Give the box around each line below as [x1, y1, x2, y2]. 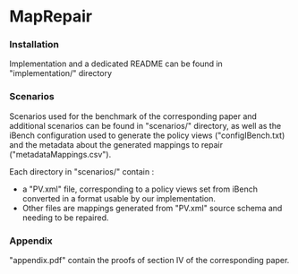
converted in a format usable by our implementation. [21, 193, 217, 203]
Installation [9, 39, 60, 51]
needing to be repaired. [21, 212, 109, 223]
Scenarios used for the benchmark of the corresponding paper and [9, 110, 258, 122]
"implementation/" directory [9, 68, 113, 79]
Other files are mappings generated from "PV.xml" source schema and [21, 202, 283, 213]
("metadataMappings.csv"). [9, 149, 112, 159]
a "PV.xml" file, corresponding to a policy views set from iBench [21, 184, 258, 194]
